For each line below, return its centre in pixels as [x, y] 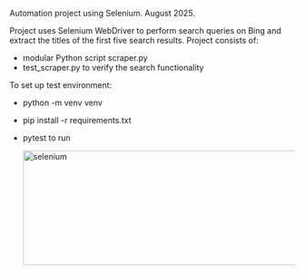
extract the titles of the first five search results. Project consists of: [134, 40]
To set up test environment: [61, 85]
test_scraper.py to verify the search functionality [113, 68]
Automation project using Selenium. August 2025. [102, 13]
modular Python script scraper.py [85, 58]
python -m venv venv [62, 103]
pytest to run [46, 138]
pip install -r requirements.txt [77, 120]
